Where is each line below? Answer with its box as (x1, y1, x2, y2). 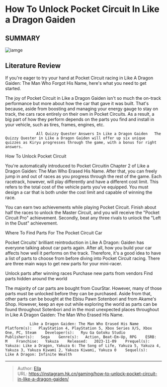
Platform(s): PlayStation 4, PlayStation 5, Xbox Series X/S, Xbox (5, 326, 153, 331)
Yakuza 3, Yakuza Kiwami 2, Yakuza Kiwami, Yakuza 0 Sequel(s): (5, 348, 148, 353)
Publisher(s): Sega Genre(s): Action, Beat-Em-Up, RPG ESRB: (5, 334, 157, 340)
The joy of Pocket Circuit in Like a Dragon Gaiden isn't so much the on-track (5, 95, 162, 101)
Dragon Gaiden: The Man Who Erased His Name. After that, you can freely (5, 168, 158, 174)
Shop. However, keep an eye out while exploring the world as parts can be (5, 301, 158, 307)
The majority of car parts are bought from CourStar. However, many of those (5, 285, 162, 291)
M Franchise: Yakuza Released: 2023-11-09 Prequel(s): (5, 339, 150, 344)
